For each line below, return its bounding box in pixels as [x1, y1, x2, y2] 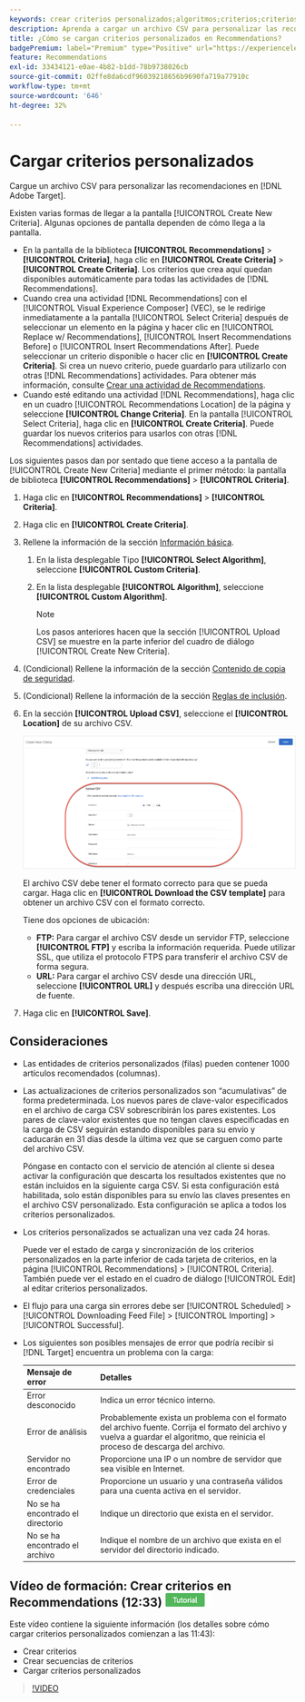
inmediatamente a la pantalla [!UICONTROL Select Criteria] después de [22, 312, 289, 323]
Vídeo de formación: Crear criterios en [9, 1578, 231, 1593]
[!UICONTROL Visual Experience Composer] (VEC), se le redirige [22, 302, 266, 313]
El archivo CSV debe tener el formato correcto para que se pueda [22, 878, 268, 889]
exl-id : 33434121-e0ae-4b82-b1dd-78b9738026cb [9, 63, 189, 72]
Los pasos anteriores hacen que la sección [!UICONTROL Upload [35, 626, 280, 637]
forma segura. [35, 961, 89, 972]
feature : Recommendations [9, 53, 107, 63]
